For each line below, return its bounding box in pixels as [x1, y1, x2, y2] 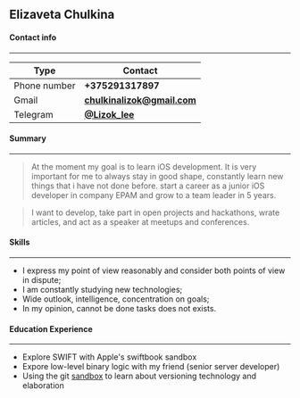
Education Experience [9, 323, 94, 334]
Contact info [9, 31, 57, 43]
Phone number [13, 79, 76, 92]
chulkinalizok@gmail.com [84, 94, 196, 106]
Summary [9, 133, 46, 144]
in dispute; [21, 275, 62, 285]
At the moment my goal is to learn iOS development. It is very [30, 161, 257, 172]
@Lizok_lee [84, 108, 135, 120]
